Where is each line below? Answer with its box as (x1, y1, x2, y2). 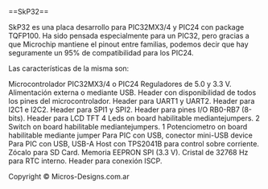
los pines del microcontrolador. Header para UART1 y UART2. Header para (8, 97, 255, 105)
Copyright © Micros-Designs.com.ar (8, 172, 130, 181)
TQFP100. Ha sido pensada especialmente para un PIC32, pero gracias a (8, 31, 249, 40)
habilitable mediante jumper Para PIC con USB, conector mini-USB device (8, 130, 254, 140)
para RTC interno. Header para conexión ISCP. (8, 156, 163, 166)
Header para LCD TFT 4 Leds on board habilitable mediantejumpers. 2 (27, 113, 260, 123)
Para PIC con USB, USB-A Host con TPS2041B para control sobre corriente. (8, 139, 260, 148)
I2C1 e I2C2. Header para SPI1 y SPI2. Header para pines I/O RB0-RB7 (8, 105, 240, 114)
